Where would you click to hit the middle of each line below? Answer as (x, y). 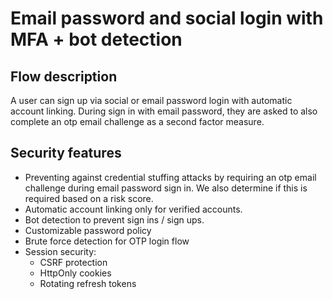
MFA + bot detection (96, 39)
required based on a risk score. (89, 198)
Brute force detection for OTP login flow (107, 241)
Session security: (60, 251)
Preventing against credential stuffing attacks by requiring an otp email (170, 177)
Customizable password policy (88, 230)
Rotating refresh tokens (88, 283)
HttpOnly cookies (75, 273)
